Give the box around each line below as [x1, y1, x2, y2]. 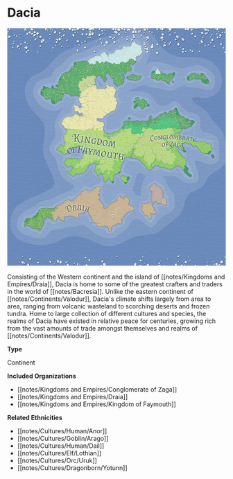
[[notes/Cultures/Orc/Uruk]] [17, 456, 97, 464]
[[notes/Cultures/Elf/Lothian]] [17, 448, 102, 457]
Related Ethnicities [7, 413, 62, 421]
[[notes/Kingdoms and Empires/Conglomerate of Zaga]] [17, 385, 178, 393]
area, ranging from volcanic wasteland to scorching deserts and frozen [7, 302, 210, 310]
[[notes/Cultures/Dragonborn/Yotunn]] [17, 463, 128, 472]
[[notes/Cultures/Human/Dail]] [17, 442, 105, 450]
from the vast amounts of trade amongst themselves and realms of [7, 324, 198, 332]
